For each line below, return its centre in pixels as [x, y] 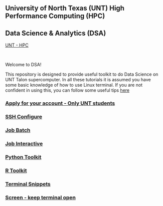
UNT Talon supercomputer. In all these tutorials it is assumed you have [78, 80]
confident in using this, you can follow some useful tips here [67, 90]
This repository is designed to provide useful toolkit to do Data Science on [82, 74]
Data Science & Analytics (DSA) [56, 33]
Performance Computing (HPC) [55, 16]
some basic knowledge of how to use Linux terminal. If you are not [74, 85]
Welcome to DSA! [23, 65]
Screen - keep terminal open [41, 197]
